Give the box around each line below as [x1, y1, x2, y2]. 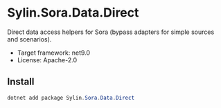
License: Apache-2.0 [17, 55, 78, 64]
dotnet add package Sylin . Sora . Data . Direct [7, 94, 135, 101]
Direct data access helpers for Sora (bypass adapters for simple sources [7, 28, 215, 36]
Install [7, 76, 35, 88]
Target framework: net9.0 [17, 48, 91, 57]
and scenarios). [7, 35, 52, 43]
